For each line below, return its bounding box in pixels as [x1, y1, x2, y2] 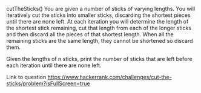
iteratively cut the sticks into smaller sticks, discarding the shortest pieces [6, 11, 191, 19]
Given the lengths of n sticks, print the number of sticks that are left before [6, 56, 193, 62]
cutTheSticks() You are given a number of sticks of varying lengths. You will [6, 5, 196, 12]
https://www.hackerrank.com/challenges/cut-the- [47, 74, 172, 80]
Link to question [6, 74, 47, 80]
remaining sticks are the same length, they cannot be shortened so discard [6, 37, 193, 44]
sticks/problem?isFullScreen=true [6, 80, 90, 87]
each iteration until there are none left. [6, 62, 102, 69]
